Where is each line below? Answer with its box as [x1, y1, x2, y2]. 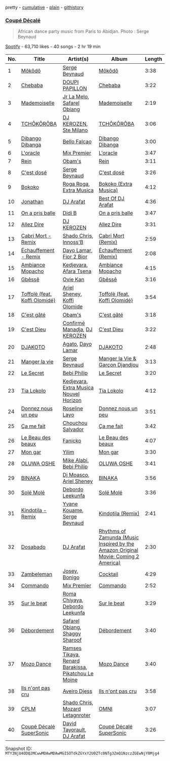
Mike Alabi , [62, 457, 89, 464]
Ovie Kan [62, 276, 84, 283]
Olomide [62, 303, 83, 310]
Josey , [62, 568, 79, 575]
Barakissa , [62, 664, 88, 671]
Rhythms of [98, 528, 126, 535]
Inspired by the [98, 540, 135, 547]
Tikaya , [62, 651, 80, 658]
